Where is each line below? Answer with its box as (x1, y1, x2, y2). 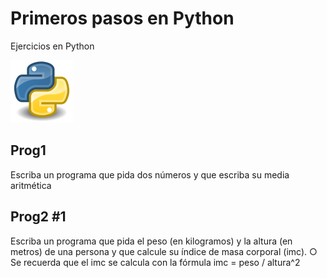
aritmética (10, 179, 52, 191)
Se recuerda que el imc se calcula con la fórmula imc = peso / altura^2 (10, 256, 301, 268)
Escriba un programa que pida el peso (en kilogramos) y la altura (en (10, 235, 293, 247)
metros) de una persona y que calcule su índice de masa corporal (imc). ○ (10, 245, 318, 257)
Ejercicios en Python (10, 40, 95, 52)
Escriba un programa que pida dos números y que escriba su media (10, 168, 290, 181)
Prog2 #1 (10, 208, 67, 226)
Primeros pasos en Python (10, 7, 235, 30)
